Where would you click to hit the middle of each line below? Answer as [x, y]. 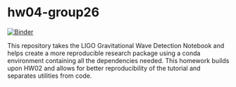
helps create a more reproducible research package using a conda [104, 53]
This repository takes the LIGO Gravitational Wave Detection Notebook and [116, 45]
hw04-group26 [54, 12]
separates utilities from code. [50, 76]
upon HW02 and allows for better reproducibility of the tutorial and [104, 68]
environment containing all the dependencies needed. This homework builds [118, 60]
